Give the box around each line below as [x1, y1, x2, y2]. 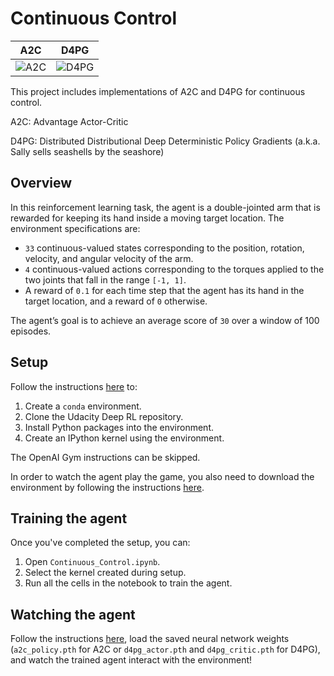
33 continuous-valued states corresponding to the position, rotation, [24, 242, 305, 254]
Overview [10, 175, 73, 192]
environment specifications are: [10, 222, 141, 234]
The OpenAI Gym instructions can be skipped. [10, 451, 201, 463]
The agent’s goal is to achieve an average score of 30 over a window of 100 [10, 314, 320, 326]
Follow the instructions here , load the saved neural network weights [10, 633, 290, 645]
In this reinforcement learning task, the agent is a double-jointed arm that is [10, 201, 321, 213]
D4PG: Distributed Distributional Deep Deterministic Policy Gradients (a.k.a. [10, 135, 321, 147]
